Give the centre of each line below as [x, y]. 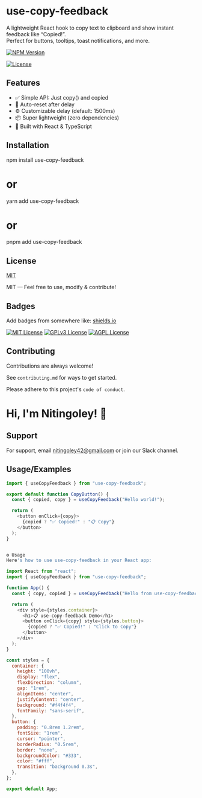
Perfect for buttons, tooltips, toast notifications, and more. [78, 40]
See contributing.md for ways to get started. [62, 377]
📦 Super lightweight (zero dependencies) [67, 117]
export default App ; [32, 789]
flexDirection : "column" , [50, 683]
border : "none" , [38, 750]
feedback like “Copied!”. [36, 34]
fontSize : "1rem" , [40, 733]
